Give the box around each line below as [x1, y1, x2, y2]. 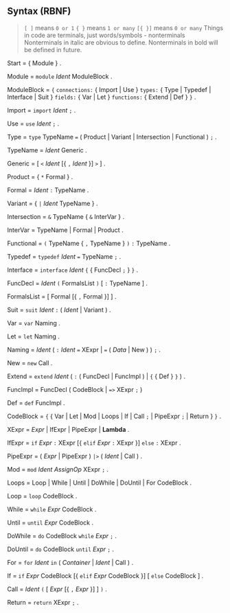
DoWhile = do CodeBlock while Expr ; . [7, 531, 117, 540]
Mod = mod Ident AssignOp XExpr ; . [7, 465, 108, 473]
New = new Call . [7, 358, 53, 367]
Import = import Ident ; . [7, 106, 76, 114]
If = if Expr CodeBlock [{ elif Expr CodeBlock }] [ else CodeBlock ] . [7, 571, 204, 579]
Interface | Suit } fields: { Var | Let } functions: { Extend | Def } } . [7, 93, 197, 101]
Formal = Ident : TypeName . [7, 185, 89, 194]
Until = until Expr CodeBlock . [7, 518, 94, 527]
